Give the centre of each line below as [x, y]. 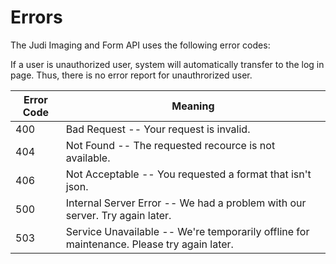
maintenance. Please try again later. [149, 244]
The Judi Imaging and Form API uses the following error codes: [140, 45]
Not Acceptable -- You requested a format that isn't [188, 174]
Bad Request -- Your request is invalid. [158, 129]
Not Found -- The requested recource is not [170, 145]
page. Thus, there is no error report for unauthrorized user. [131, 75]
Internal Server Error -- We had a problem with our [186, 203]
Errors [36, 17]
